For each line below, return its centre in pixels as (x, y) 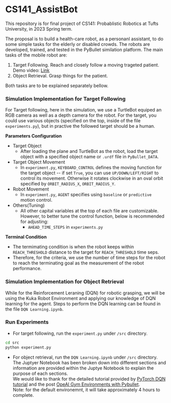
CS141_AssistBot (42, 9)
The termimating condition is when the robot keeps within (73, 247)
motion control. (36, 200)
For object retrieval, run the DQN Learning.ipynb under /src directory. (85, 357)
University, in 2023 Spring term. (39, 29)
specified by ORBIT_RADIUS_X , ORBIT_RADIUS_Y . (68, 184)
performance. (27, 268)
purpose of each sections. (40, 373)
